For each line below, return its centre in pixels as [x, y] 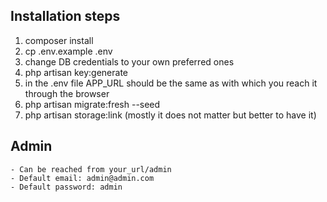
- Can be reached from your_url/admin [91, 169]
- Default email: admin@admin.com [82, 178]
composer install [59, 40]
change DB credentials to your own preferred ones [129, 61]
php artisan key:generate [76, 72]
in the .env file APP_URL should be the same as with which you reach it [171, 83]
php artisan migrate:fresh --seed [92, 104]
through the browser [67, 93]
